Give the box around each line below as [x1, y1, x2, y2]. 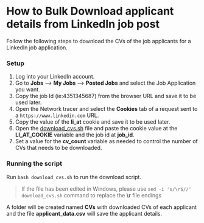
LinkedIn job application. [6, 44, 68, 51]
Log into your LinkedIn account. [15, 73, 95, 80]
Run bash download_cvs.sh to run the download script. [6, 173, 142, 180]
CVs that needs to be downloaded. [15, 144, 102, 152]
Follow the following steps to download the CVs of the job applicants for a [6, 37, 191, 44]
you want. [15, 86, 41, 93]
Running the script [6, 160, 63, 168]
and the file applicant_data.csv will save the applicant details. [6, 210, 163, 217]
